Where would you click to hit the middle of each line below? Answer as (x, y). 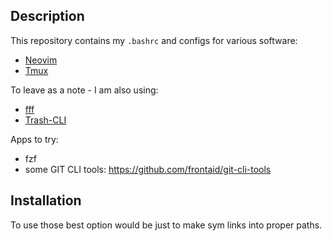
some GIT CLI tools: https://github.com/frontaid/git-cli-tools (148, 169)
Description (47, 16)
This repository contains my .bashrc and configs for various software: (154, 40)
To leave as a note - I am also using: (84, 90)
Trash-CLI (45, 120)
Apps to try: (34, 139)
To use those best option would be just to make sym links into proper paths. (166, 225)
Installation (46, 200)
